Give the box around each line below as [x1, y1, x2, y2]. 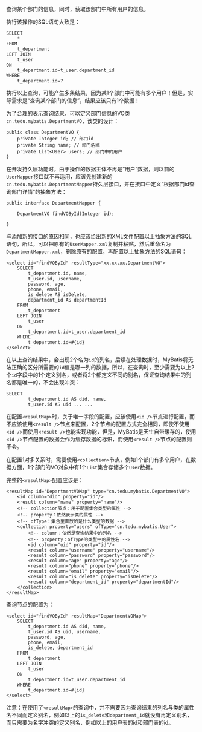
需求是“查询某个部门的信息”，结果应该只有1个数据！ [11, 97, 140, 104]
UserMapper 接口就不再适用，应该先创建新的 [6, 173, 113, 180]
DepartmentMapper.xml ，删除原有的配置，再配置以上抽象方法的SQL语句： [6, 248, 187, 255]
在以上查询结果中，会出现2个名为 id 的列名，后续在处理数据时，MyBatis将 [6, 356, 188, 363]
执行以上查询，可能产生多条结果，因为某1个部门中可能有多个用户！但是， [6, 90, 188, 96]
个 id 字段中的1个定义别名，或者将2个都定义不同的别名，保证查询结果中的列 [6, 371, 192, 378]
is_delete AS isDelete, [28, 292, 87, 298]
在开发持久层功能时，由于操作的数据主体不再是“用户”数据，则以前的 [6, 165, 175, 173]
